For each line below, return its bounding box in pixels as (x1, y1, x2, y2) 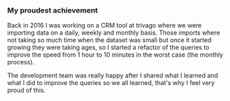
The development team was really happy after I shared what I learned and (7, 71, 219, 80)
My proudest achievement (7, 6, 99, 15)
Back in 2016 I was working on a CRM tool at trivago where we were (7, 21, 202, 30)
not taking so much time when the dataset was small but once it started (7, 36, 212, 44)
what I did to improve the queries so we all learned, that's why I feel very (7, 79, 215, 87)
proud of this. (7, 86, 46, 95)
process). (7, 58, 35, 66)
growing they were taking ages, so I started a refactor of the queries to (7, 44, 210, 52)
